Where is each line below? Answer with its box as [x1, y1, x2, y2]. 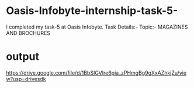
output [6, 50, 40, 64]
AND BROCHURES [6, 29, 51, 36]
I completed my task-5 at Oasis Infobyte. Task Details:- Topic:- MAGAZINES [6, 23, 188, 30]
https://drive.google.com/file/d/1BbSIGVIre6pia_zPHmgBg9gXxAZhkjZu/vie [6, 69, 187, 76]
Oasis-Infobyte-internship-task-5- [6, 4, 178, 17]
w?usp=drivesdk [6, 75, 46, 82]
